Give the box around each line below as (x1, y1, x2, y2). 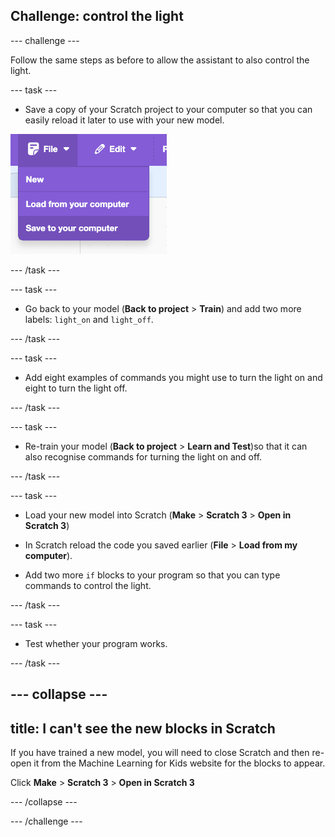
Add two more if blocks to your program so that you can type (24, 569, 281, 581)
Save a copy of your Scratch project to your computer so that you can (24, 103, 313, 115)
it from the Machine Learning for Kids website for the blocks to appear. (33, 757, 326, 769)
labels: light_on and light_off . (24, 313, 154, 325)
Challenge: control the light (10, 8, 184, 25)
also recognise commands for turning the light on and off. (24, 450, 263, 463)
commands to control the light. (24, 579, 152, 591)
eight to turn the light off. (24, 382, 128, 394)
